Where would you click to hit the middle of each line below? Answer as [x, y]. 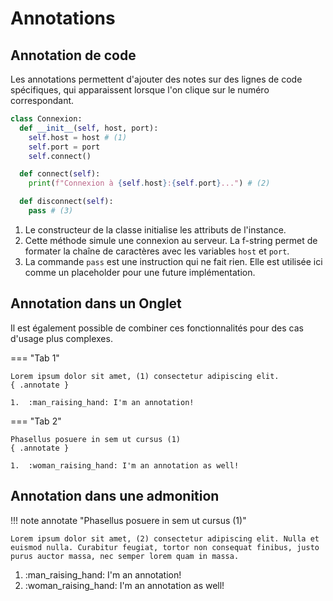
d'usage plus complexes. [61, 338]
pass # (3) [51, 211]
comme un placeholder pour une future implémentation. [140, 272]
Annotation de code [73, 55]
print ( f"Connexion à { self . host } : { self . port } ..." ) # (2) [149, 183]
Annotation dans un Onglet [96, 303]
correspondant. [42, 100]
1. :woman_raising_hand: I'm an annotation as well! [125, 465]
